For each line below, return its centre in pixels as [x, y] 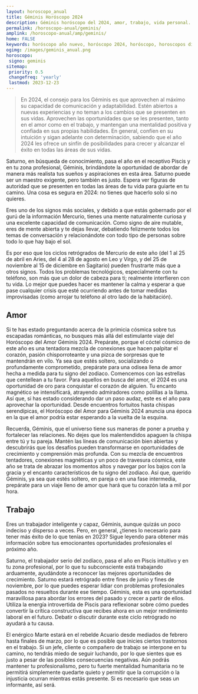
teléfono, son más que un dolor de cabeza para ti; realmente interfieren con [98, 278]
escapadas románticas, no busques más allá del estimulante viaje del [90, 336]
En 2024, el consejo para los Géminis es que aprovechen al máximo [103, 100]
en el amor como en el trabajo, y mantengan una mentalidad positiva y [106, 125]
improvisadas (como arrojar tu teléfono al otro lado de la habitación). [89, 297]
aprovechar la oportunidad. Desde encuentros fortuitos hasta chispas [90, 404]
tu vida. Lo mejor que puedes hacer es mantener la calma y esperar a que [96, 284]
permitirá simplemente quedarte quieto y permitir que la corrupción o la [93, 672]
